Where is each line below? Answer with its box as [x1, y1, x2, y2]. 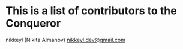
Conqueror [5, 17, 61, 30]
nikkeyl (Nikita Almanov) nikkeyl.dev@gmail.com [5, 36, 125, 43]
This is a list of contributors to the [5, 4, 178, 18]
